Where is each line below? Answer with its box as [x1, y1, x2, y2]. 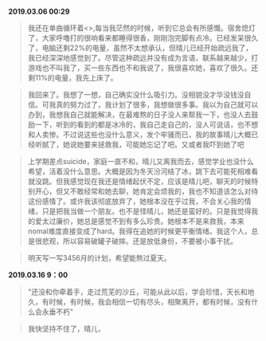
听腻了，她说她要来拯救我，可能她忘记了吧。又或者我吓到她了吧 [34, 139, 244, 149]
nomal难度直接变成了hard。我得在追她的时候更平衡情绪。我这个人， [27, 226, 252, 236]
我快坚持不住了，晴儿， [27, 324, 105, 333]
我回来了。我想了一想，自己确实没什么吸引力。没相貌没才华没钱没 [27, 90, 244, 99]
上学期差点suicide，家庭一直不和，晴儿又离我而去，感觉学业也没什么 [27, 157, 254, 166]
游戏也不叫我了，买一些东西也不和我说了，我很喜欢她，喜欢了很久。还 [27, 63, 259, 73]
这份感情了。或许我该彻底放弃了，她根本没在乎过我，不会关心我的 [27, 197, 244, 206]
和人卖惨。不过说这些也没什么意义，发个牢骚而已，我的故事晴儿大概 [27, 130, 252, 139]
